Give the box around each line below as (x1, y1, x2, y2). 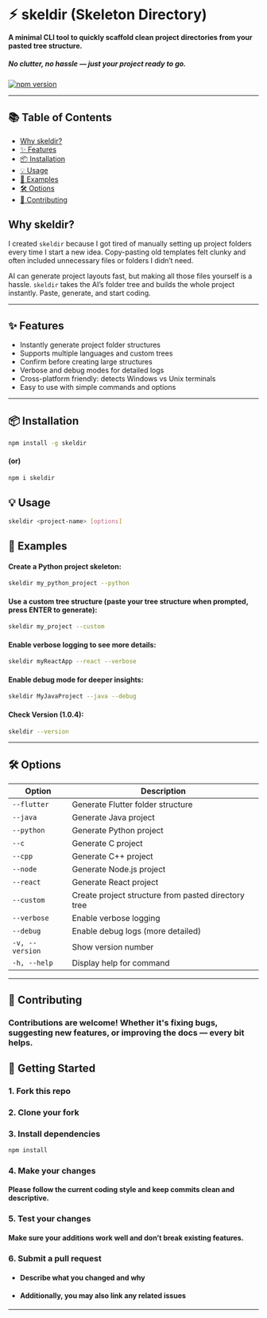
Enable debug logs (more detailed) (72, 926, 201, 937)
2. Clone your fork (8, 1107, 79, 1118)
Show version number (72, 942, 154, 953)
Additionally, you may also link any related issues (19, 1291, 187, 1300)
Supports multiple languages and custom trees (19, 348, 173, 358)
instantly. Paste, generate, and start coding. (8, 289, 151, 298)
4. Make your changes (8, 1165, 96, 1176)
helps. (8, 1037, 33, 1048)
